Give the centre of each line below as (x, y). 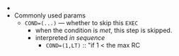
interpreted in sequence (70, 38)
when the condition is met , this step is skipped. (104, 30)
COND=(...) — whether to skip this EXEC (81, 23)
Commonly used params (50, 15)
